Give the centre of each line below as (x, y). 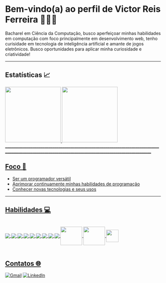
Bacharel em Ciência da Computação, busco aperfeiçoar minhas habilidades (83, 33)
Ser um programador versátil (41, 178)
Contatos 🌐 (23, 263)
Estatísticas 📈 (28, 75)
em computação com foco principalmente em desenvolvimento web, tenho (82, 39)
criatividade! (18, 54)
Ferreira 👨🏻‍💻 (31, 20)
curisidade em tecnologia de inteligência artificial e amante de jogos (75, 43)
